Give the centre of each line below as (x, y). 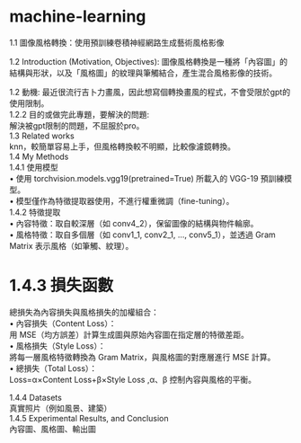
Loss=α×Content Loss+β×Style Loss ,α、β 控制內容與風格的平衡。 (133, 379)
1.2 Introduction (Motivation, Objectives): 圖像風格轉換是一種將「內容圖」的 (149, 61)
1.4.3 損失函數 (62, 286)
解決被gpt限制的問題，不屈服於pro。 (77, 125)
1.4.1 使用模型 (34, 167)
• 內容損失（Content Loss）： (63, 323)
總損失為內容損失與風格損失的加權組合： (84, 312)
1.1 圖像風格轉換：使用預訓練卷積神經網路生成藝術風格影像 (117, 42)
